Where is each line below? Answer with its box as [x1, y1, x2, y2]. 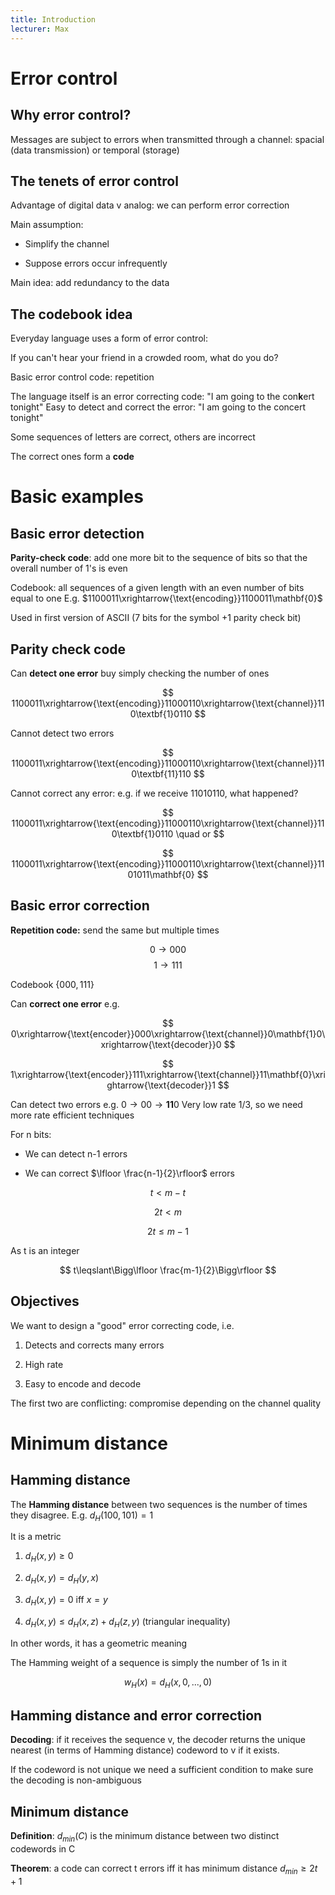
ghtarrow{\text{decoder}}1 [106, 1079, 216, 1091]
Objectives [10, 1293, 80, 1310]
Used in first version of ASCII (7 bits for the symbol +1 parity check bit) [10, 612, 302, 624]
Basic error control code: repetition [10, 371, 155, 383]
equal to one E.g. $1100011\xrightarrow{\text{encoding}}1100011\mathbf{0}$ [10, 592, 323, 605]
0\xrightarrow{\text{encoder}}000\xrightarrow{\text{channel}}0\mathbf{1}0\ [10, 1027, 326, 1040]
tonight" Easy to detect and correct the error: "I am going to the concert [10, 401, 307, 413]
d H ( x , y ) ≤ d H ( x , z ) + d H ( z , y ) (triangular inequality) [24, 1615, 231, 1630]
